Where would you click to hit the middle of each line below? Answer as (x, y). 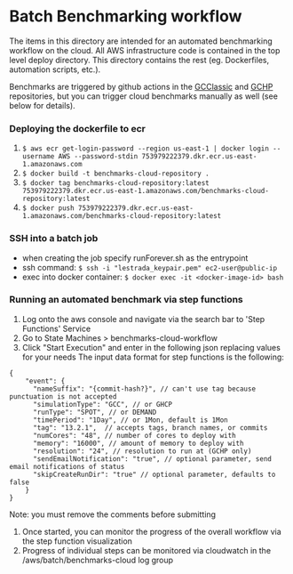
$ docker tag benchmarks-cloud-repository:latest (116, 183)
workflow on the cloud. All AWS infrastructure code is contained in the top (145, 50)
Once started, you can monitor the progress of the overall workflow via (151, 531)
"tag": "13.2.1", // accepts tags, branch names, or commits (150, 428)
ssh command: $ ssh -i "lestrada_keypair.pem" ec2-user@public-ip (150, 267)
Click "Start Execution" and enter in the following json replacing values (151, 347)
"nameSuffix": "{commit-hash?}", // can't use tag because (144, 389)
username (38, 157)
